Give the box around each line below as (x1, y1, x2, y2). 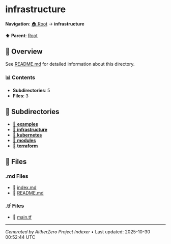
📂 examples (12, 121, 38, 127)
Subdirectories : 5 (12, 88, 50, 94)
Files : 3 (12, 93, 29, 99)
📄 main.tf (12, 214, 32, 220)
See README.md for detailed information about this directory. (5, 61, 135, 67)
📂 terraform (12, 143, 38, 149)
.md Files (5, 173, 28, 180)
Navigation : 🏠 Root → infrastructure (5, 20, 85, 26)
